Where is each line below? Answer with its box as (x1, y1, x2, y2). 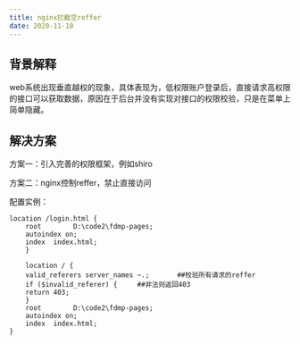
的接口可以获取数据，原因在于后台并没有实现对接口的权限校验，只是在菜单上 (9, 93, 291, 104)
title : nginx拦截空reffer (9, 13, 102, 22)
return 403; (25, 288, 70, 298)
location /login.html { (9, 214, 98, 223)
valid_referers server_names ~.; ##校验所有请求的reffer (25, 271, 256, 280)
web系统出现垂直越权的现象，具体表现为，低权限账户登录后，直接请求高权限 (9, 82, 291, 93)
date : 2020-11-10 (9, 21, 74, 30)
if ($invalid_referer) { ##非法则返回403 (25, 281, 191, 289)
